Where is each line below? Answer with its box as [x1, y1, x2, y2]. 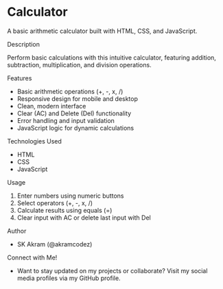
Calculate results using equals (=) [16, 206, 113, 214]
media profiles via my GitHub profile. [16, 274, 121, 282]
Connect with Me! [7, 253, 58, 262]
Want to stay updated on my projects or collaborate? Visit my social [16, 266, 208, 275]
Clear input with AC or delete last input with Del [16, 213, 151, 222]
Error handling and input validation [16, 116, 115, 124]
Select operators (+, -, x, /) [16, 198, 93, 207]
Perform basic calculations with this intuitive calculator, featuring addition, [7, 53, 216, 62]
